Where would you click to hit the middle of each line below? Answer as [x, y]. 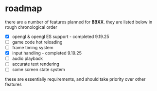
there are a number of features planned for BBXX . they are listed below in [79, 22]
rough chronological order [31, 27]
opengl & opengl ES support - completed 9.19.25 [61, 36]
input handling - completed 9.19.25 [47, 53]
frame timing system [33, 48]
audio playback [27, 58]
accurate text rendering [36, 64]
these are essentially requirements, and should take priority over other [75, 79]
